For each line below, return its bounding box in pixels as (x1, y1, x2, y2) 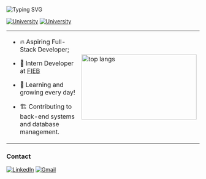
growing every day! (20, 88, 75, 96)
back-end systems (20, 112, 75, 121)
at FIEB (20, 67, 40, 75)
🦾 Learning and (20, 80, 64, 89)
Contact (6, 152, 31, 161)
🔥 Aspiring (20, 37, 50, 46)
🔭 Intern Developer (20, 59, 74, 67)
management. (20, 128, 60, 136)
